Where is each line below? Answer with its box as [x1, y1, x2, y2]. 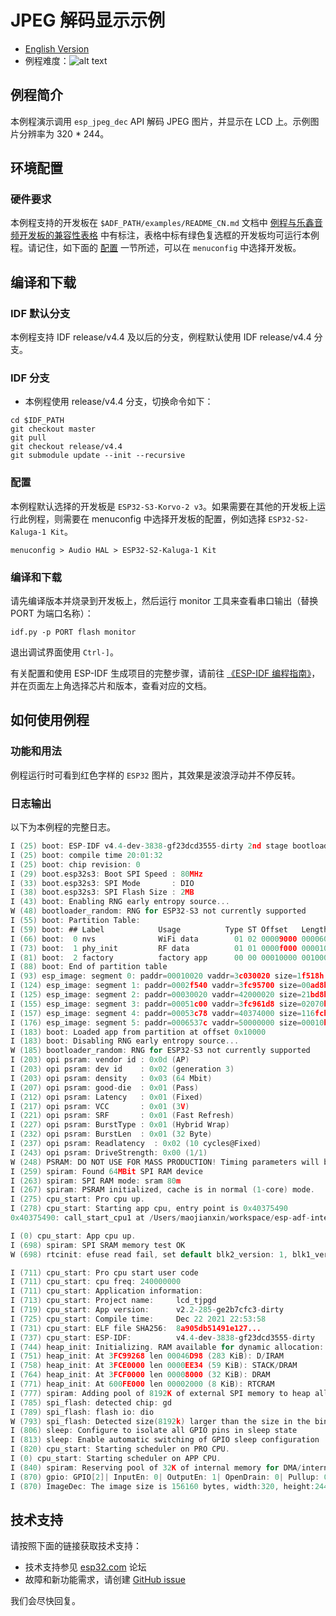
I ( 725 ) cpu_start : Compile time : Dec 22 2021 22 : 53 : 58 [10, 1314, 267, 1324]
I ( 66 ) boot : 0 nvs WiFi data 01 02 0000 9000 [10, 934, 298, 944]
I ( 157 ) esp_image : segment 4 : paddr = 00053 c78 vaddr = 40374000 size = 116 [10, 1008, 315, 1018]
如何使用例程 [10, 712, 90, 729]
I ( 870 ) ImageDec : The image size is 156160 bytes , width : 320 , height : [10, 1481, 315, 1491]
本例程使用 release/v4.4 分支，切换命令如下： [24, 396, 214, 408]
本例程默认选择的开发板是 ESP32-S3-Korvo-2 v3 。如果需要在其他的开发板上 [10, 500, 317, 512]
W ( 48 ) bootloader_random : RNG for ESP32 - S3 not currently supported [10, 906, 307, 916]
